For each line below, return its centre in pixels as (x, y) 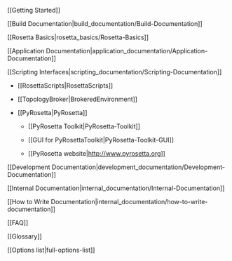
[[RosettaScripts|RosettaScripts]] (65, 86)
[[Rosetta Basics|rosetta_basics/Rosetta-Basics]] (78, 37)
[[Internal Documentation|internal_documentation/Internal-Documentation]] (116, 188)
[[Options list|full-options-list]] (51, 250)
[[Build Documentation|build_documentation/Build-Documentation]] (105, 24)
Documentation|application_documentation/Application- (127, 51)
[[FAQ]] (18, 223)
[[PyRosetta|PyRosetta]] (52, 113)
